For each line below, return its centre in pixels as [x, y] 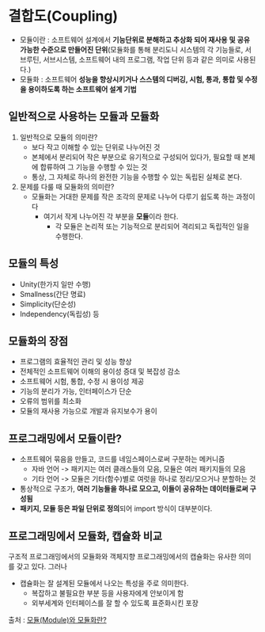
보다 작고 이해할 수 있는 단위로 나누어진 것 [96, 147]
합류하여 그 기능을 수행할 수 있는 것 [94, 166]
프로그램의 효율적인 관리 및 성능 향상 [76, 362]
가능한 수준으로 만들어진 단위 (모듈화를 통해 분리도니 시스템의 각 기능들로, [131, 49]
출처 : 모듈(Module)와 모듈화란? [57, 620]
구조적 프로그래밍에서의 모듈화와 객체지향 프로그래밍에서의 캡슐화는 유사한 [123, 556]
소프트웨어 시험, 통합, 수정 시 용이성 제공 [82, 382]
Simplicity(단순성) [48, 304]
